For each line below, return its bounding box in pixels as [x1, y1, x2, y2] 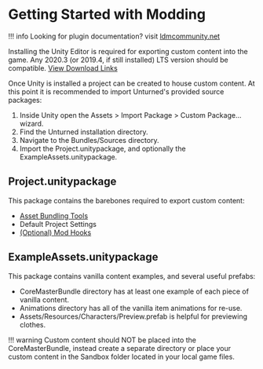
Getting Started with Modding [8, 5, 206, 24]
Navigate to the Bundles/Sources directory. [19, 135, 159, 144]
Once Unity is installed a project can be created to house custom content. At [8, 79, 255, 88]
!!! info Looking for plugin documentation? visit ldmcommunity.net [8, 31, 221, 41]
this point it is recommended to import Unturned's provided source [8, 86, 225, 96]
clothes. [19, 320, 46, 329]
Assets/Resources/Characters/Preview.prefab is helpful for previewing [19, 312, 247, 321]
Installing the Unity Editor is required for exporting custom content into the [8, 46, 249, 56]
